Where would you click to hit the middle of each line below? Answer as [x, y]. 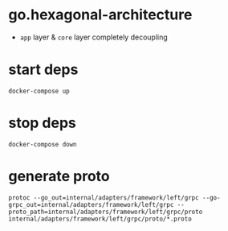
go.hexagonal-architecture [100, 15]
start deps [43, 70]
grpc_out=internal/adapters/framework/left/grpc [91, 204]
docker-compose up [39, 91]
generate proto [59, 176]
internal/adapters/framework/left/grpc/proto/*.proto [100, 219]
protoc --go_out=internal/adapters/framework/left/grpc [104, 198]
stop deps [42, 123]
